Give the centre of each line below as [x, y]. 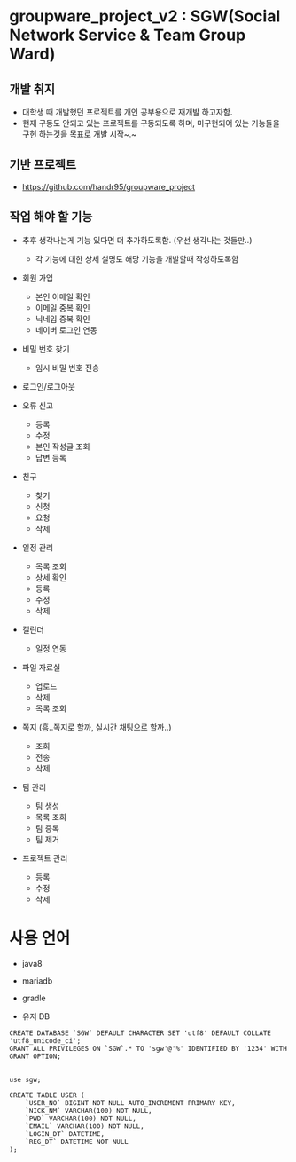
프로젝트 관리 [45, 858]
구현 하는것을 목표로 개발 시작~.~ [79, 134]
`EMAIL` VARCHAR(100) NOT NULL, [85, 1126]
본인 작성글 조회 [62, 447]
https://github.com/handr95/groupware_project [109, 186]
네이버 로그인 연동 [66, 329]
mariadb [37, 980]
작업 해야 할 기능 [51, 217]
